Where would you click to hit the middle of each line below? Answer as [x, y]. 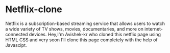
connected [17, 34]
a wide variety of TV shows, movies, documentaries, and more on [75, 29]
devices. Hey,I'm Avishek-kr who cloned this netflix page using [95, 34]
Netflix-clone [34, 9]
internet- [154, 29]
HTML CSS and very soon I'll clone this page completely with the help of [81, 40]
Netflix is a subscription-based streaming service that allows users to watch [85, 23]
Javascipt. [16, 45]
